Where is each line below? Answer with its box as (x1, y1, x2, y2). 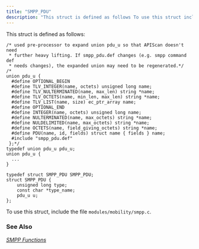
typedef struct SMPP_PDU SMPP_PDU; (6, 171, 94, 178)
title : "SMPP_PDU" (6, 8, 52, 15)
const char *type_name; (17, 187, 76, 193)
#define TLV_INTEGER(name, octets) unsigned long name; (11, 84, 152, 90)
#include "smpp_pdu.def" (11, 135, 73, 141)
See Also (6, 223, 33, 231)
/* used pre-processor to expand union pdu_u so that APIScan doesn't (6, 42, 184, 48)
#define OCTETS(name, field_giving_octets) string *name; (11, 125, 158, 131)
